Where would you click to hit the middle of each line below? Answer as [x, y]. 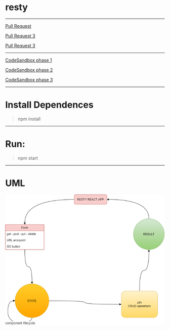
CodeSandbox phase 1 [29, 60]
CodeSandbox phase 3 [29, 79]
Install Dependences [49, 105]
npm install [29, 119]
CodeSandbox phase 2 [29, 70]
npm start [28, 158]
